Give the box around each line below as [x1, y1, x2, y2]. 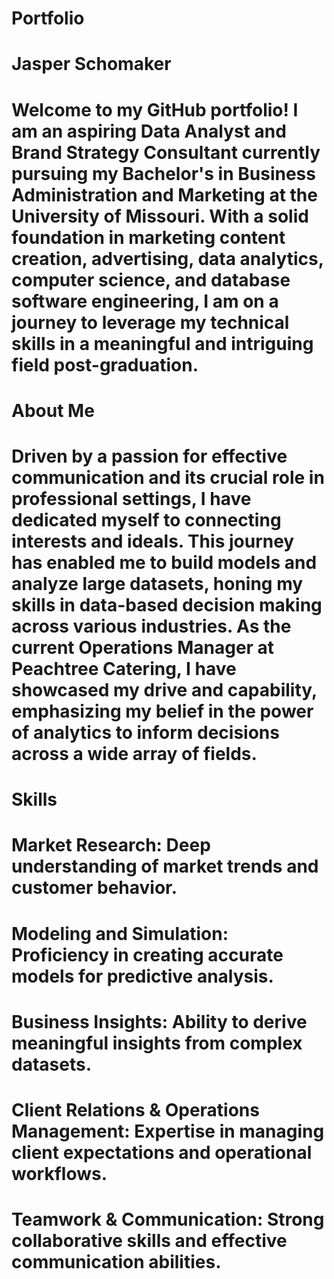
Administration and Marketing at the [11, 183, 318, 206]
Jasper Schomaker [11, 53, 172, 76]
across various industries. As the [11, 615, 292, 637]
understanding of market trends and [11, 855, 319, 878]
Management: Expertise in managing [11, 1120, 325, 1142]
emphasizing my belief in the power [11, 700, 314, 722]
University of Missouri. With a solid [11, 205, 309, 227]
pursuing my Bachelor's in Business [11, 162, 316, 185]
